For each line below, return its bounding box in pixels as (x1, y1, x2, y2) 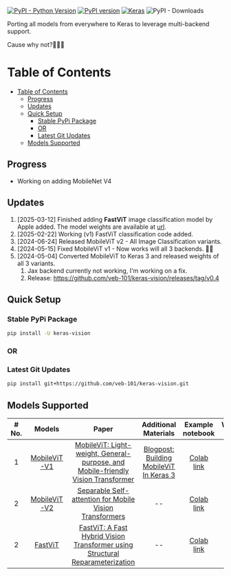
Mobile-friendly (78, 466, 129, 475)
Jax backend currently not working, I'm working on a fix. (27, 266, 188, 275)
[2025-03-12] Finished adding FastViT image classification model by (16, 215, 213, 223)
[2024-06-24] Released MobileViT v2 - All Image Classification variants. (16, 237, 222, 245)
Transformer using (73, 540, 133, 550)
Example (184, 420, 214, 430)
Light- (111, 440, 132, 450)
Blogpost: (143, 444, 175, 454)
